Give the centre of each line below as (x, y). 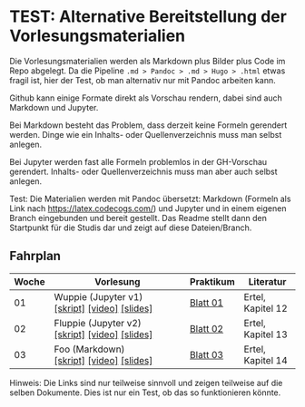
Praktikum (212, 281)
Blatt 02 (207, 328)
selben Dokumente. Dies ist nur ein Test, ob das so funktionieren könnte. (145, 392)
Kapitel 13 (266, 334)
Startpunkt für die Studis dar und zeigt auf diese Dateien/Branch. (131, 228)
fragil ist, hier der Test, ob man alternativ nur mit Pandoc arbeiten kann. (143, 80)
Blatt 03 (207, 354)
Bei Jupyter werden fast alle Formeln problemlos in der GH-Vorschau (138, 161)
